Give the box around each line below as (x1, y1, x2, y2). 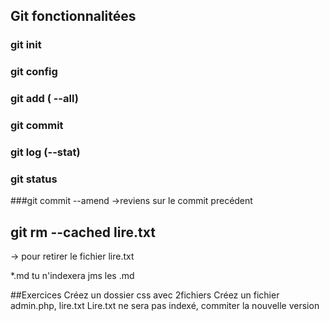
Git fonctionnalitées (10, 8, 137, 25)
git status (10, 172, 58, 186)
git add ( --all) (10, 92, 79, 106)
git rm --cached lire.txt (10, 224, 156, 241)
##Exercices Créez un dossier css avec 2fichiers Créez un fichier (10, 289, 280, 301)
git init (10, 38, 42, 52)
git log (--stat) (10, 145, 81, 159)
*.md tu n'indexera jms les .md (10, 270, 135, 282)
